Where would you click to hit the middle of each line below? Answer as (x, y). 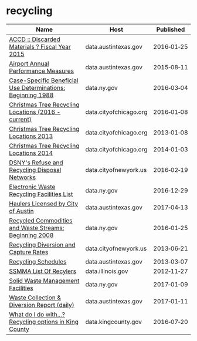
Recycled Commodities (41, 220)
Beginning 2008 (31, 235)
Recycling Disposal (35, 170)
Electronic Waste (32, 187)
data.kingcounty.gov (114, 322)
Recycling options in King (44, 322)
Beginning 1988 (31, 95)
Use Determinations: (37, 87)
